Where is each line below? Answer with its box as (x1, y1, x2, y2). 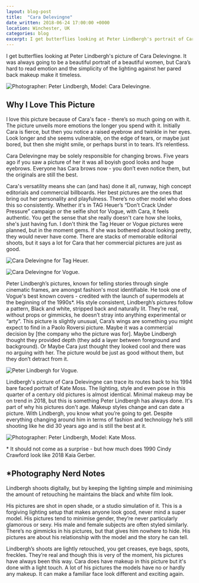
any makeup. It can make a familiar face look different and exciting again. (6, 570, 185, 577)
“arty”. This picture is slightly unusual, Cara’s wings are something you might (6, 317, 193, 324)
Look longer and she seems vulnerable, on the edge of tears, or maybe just (6, 134, 190, 141)
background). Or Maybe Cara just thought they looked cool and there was (6, 343, 187, 350)
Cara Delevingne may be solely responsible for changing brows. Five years (6, 152, 189, 159)
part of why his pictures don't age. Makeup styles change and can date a (6, 403, 185, 410)
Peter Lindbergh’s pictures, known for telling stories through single (6, 279, 169, 287)
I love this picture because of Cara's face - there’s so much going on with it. (6, 115, 191, 123)
